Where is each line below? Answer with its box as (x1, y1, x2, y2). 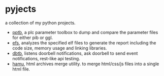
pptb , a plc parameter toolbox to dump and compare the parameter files (12, 29, 159, 35)
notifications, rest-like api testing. (12, 55, 80, 61)
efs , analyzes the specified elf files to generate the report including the (12, 39, 157, 45)
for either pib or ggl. (12, 35, 53, 40)
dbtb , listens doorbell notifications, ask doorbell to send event (12, 50, 138, 56)
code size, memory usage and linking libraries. (12, 45, 107, 51)
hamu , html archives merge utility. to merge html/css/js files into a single (12, 61, 159, 67)
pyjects (5, 3, 36, 15)
